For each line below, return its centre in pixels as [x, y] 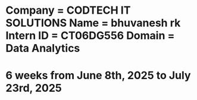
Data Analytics [43, 49]
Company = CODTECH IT [68, 10]
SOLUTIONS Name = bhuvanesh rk [93, 23]
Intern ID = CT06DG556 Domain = [90, 36]
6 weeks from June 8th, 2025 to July [98, 76]
